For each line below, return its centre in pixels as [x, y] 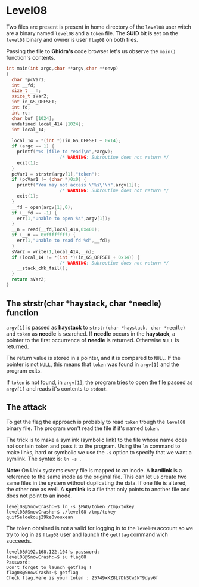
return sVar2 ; [29, 279]
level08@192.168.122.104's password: [53, 552]
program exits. [24, 370]
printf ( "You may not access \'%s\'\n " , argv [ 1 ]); [78, 185]
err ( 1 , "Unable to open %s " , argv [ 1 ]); [64, 219]
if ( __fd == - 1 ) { [35, 213]
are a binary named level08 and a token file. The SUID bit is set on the [92, 33]
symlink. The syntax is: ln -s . [44, 459]
